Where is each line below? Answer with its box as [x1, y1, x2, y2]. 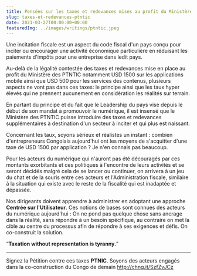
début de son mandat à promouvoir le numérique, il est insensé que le [6, 107, 175, 115]
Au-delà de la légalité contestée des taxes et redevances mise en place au [6, 65, 186, 72]
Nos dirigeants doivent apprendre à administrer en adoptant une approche [6, 198, 186, 205]
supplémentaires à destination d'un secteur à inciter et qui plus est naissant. [6, 120, 191, 127]
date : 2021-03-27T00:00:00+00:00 [6, 19, 88, 25]
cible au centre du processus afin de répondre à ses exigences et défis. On [6, 223, 188, 230]
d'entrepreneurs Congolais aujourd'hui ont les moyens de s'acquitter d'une [6, 137, 188, 144]
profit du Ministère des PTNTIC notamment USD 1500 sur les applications [6, 71, 184, 78]
